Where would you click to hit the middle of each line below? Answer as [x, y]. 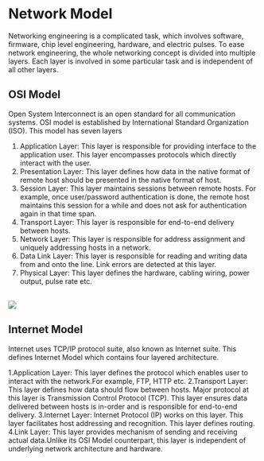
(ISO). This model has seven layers [65, 130]
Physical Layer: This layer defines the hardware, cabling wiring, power [135, 273]
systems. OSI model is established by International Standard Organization [128, 122]
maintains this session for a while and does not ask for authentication [133, 205]
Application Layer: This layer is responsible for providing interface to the [138, 146]
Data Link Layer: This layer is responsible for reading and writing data [134, 256]
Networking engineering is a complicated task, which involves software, [126, 36]
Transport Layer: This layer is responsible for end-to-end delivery [127, 222]
